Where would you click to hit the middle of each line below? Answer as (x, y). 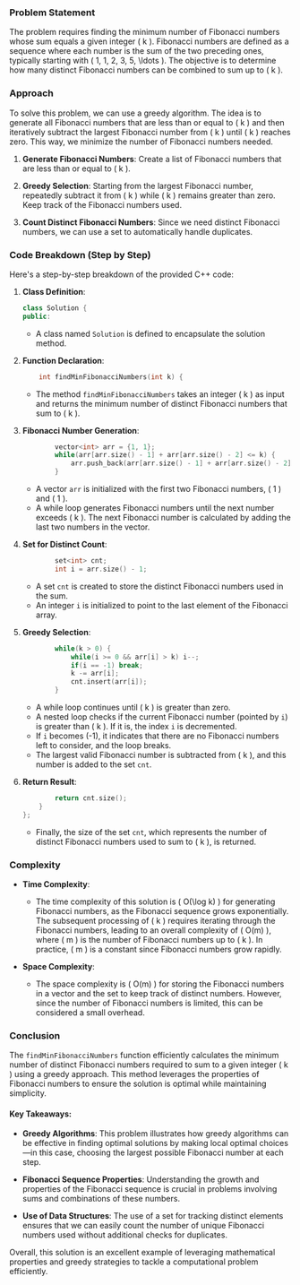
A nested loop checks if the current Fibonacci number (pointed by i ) (162, 717)
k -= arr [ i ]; (94, 674)
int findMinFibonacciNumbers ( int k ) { (111, 377)
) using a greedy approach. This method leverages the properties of (134, 1074)
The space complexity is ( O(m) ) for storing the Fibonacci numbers (160, 984)
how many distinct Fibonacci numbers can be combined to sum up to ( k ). (146, 70)
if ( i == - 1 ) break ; (107, 665)
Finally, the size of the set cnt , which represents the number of (151, 832)
